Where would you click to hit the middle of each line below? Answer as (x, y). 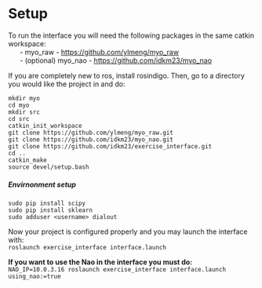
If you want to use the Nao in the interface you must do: (100, 262)
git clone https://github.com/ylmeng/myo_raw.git (91, 133)
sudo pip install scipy (47, 203)
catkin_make (27, 160)
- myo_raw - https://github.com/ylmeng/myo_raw (99, 52)
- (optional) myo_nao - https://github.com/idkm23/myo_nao (116, 60)
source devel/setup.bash (49, 167)
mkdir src (24, 112)
